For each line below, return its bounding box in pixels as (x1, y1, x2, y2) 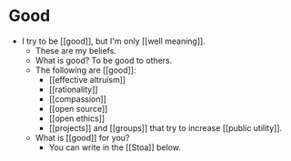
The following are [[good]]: (35, 65, 136, 75)
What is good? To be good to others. (35, 55, 173, 65)
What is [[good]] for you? (35, 132, 130, 143)
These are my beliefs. (35, 45, 117, 55)
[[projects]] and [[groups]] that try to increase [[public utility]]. (48, 122, 283, 133)
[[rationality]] (48, 84, 98, 95)
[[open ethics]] (48, 113, 105, 124)
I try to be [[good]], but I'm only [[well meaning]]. (21, 35, 206, 46)
